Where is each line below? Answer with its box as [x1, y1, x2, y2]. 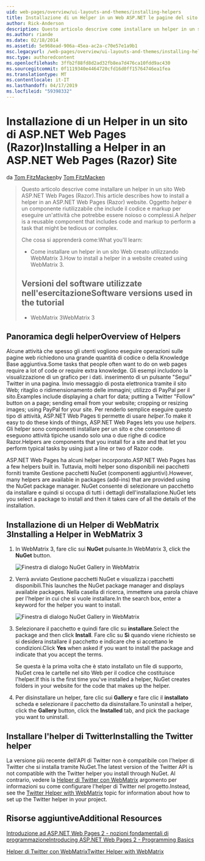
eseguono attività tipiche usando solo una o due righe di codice [6, 432, 167, 439]
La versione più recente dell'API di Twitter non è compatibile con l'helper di [6, 757, 195, 764]
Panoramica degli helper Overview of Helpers [6, 332, 181, 342]
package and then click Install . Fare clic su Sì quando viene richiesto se [15, 632, 196, 639]
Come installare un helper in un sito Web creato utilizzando [30, 248, 179, 255]
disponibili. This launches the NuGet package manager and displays [15, 582, 185, 589]
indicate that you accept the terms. [15, 651, 104, 659]
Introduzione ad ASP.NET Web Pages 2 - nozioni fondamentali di [6, 829, 169, 837]
